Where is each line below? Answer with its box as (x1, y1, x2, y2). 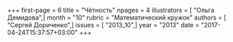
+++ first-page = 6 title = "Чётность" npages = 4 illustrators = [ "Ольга (7, 6, 215, 14)
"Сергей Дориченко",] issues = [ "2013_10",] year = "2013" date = (7, 21, 200, 29)
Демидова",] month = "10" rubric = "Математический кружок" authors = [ (7, 13, 227, 22)
